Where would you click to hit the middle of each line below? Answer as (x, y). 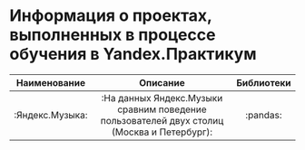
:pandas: (264, 115)
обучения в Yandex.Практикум (133, 54)
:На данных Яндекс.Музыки (162, 98)
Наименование (51, 82)
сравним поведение (162, 109)
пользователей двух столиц (162, 120)
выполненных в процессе (113, 35)
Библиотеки (263, 82)
